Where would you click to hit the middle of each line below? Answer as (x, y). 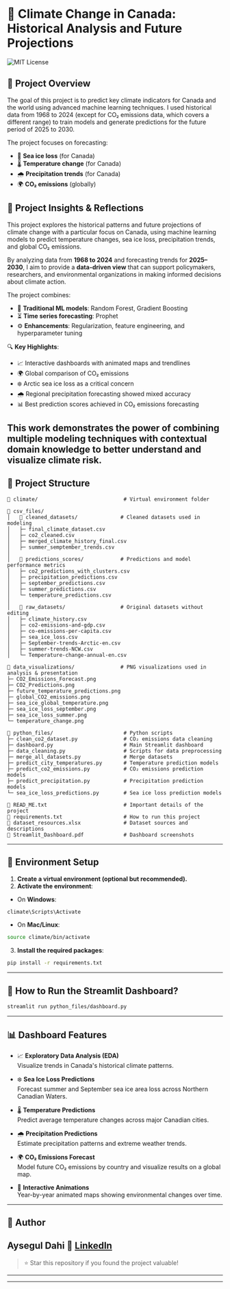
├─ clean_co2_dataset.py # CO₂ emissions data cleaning (110, 739)
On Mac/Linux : (38, 925)
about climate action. (37, 281)
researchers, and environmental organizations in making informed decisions (114, 274)
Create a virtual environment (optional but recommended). (102, 879)
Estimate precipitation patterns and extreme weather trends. (102, 1143)
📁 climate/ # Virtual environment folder (108, 499)
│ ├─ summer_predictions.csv (52, 589)
